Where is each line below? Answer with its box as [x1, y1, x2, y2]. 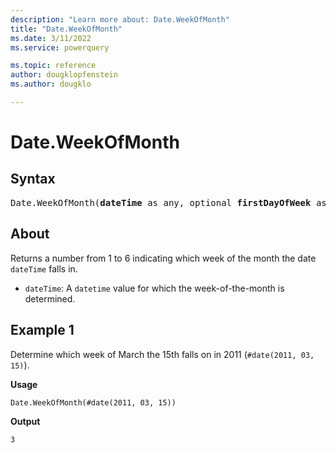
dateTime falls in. [10, 262, 78, 275]
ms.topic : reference [10, 61, 97, 71]
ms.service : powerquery [10, 42, 110, 53]
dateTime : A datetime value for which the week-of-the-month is [24, 282, 285, 294]
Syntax [10, 171, 56, 188]
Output [10, 415, 41, 427]
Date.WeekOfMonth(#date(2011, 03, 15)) [10, 397, 177, 408]
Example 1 [10, 322, 75, 339]
